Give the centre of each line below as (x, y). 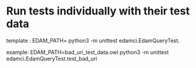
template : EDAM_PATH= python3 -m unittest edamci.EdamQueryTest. (93, 40)
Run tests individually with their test (98, 11)
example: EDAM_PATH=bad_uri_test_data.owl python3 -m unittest (88, 52)
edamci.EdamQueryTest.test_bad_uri (52, 58)
